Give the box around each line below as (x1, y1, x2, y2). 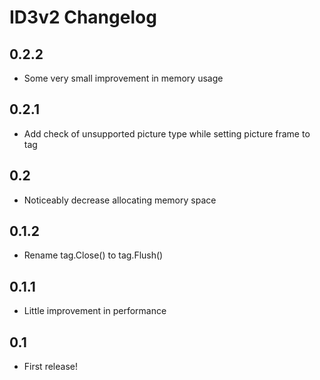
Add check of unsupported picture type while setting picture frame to (23, 127, 311, 140)
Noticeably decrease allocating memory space (23, 194, 217, 206)
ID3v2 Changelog (9, 6, 157, 29)
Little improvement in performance (23, 305, 167, 317)
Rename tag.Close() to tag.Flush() (23, 249, 164, 261)
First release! (23, 361, 78, 373)
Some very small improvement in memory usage (23, 72, 224, 84)
